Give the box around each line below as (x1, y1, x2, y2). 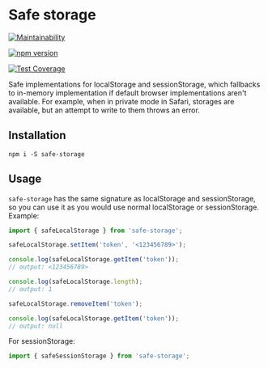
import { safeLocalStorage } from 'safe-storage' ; (8, 226, 183, 235)
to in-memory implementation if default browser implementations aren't (8, 87, 247, 98)
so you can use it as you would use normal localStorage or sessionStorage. (8, 202, 259, 212)
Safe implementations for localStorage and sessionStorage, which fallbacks (8, 79, 261, 89)
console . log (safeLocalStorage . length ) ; (8, 277, 143, 286)
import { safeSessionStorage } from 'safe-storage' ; (8, 352, 190, 361)
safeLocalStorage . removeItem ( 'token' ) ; (8, 299, 143, 308)
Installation (8, 129, 66, 142)
